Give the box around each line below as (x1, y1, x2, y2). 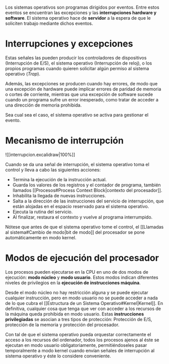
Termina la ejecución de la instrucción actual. (12, 176, 107, 182)
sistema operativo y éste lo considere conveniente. (5, 353, 111, 359)
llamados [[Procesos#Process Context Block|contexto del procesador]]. (12, 187, 162, 193)
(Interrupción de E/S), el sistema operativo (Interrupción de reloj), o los (5, 60, 152, 66)
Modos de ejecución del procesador (5, 252, 159, 264)
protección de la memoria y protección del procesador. (5, 322, 120, 328)
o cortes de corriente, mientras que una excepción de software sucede (5, 91, 153, 97)
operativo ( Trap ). (5, 71, 40, 77)
